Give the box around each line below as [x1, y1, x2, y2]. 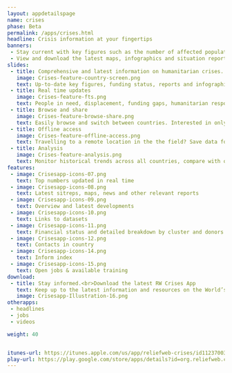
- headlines [10, 305, 45, 313]
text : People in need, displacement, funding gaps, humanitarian [16, 100, 209, 107]
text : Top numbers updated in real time [16, 177, 135, 184]
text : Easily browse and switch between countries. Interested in [16, 119, 212, 126]
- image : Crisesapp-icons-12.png [10, 235, 107, 242]
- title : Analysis [10, 145, 64, 152]
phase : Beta [7, 23, 41, 30]
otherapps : [7, 299, 39, 306]
